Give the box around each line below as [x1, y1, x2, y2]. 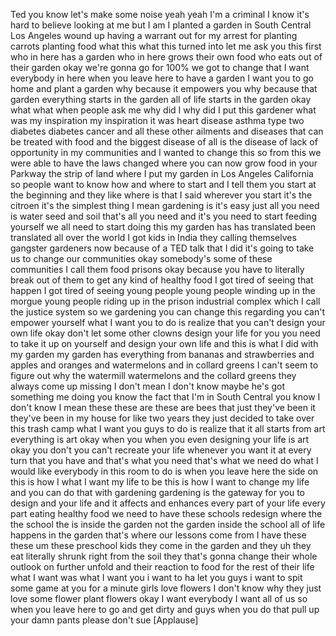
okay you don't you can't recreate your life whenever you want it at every [10, 444, 312, 456]
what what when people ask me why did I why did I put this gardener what [10, 104, 317, 116]
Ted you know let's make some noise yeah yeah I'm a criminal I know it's [10, 9, 310, 20]
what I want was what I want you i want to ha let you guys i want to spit [10, 572, 303, 583]
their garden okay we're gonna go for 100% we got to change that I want [10, 62, 310, 73]
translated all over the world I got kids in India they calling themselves [10, 232, 297, 243]
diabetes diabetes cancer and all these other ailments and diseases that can [10, 125, 324, 137]
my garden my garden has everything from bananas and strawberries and [10, 349, 315, 360]
